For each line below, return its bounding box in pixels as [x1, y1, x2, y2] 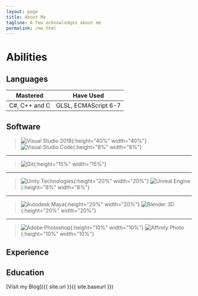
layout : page [6, 8, 38, 15]
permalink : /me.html [6, 25, 57, 31]
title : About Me [6, 14, 46, 20]
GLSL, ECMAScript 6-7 [55, 102, 121, 110]
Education [6, 267, 45, 278]
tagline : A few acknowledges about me [6, 19, 101, 25]
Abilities [6, 51, 48, 64]
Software [6, 122, 41, 132]
